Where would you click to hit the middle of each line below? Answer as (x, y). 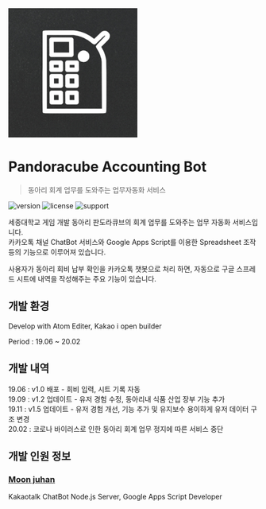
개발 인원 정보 (40, 456)
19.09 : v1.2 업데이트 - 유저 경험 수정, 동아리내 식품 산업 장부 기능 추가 (117, 399)
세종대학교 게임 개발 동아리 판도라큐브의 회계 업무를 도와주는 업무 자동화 (120, 222)
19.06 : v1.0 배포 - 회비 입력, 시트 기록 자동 (74, 389)
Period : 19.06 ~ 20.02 (44, 341)
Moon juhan (32, 479)
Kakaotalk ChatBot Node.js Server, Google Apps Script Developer (115, 497)
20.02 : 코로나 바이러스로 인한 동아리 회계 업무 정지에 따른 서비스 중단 (116, 429)
